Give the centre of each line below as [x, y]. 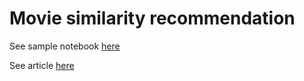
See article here [42, 65]
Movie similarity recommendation [152, 18]
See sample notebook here [65, 46]
